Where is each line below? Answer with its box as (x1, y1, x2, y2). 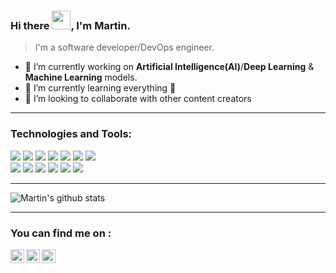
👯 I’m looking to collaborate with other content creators (24, 93, 252, 105)
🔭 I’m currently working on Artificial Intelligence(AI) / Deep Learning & (24, 61, 315, 73)
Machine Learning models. (24, 71, 138, 84)
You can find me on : (10, 226, 112, 240)
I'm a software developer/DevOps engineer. (34, 41, 215, 54)
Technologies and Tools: (10, 127, 133, 141)
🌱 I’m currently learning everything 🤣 (24, 82, 177, 94)
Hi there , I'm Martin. (10, 18, 131, 32)
